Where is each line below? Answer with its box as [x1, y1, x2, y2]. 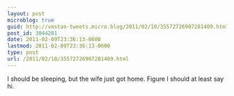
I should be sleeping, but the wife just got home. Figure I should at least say [7, 74, 224, 83]
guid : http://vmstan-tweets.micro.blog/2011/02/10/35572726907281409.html [7, 23, 229, 30]
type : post [7, 49, 39, 56]
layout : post [7, 10, 45, 17]
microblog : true [7, 17, 54, 24]
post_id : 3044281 [7, 29, 58, 37]
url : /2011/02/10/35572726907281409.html [7, 56, 130, 63]
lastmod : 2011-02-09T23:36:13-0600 [7, 42, 111, 49]
